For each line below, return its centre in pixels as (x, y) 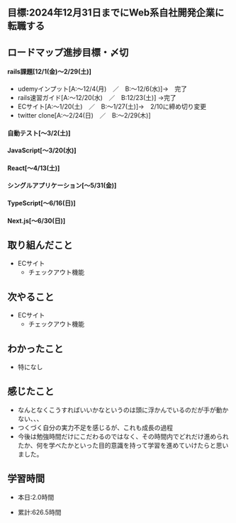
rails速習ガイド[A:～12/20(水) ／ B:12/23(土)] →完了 (97, 97)
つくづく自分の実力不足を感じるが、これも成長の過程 (95, 427)
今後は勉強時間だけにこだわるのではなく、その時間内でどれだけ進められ (123, 436)
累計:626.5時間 (39, 512)
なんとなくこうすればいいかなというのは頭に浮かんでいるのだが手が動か (123, 410)
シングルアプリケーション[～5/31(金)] (62, 186)
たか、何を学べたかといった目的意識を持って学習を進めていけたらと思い (123, 445)
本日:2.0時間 (36, 497)
